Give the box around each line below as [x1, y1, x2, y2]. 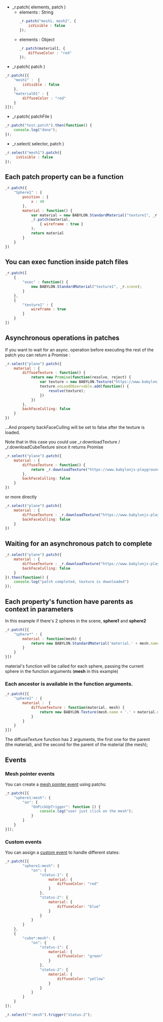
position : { [22, 194, 49, 200]
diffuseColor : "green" [57, 954, 103, 959]
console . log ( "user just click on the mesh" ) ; [39, 809, 133, 814]
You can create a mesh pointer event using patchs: [5, 781, 107, 787]
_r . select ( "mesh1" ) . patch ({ [5, 150, 62, 155]
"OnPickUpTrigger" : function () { [31, 804, 101, 809]
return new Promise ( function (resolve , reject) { [31, 375, 131, 380]
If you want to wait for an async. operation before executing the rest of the [5, 347, 154, 352]
